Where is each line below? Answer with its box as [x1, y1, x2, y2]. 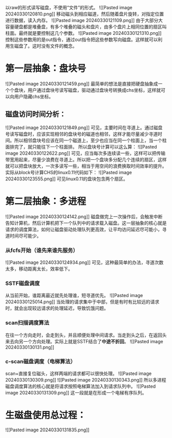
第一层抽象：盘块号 [5, 63, 87, 74]
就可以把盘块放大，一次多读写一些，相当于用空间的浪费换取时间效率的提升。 [5, 163, 167, 169]
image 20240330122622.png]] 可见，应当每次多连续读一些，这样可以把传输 [5, 150, 166, 156]
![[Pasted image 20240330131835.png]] [5, 427, 90, 433]
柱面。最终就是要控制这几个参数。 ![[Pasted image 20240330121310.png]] [5, 30, 162, 36]
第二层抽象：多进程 [5, 195, 87, 207]
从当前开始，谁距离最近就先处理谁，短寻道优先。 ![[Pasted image [5, 293, 143, 299]
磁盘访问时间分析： [5, 110, 66, 119]
